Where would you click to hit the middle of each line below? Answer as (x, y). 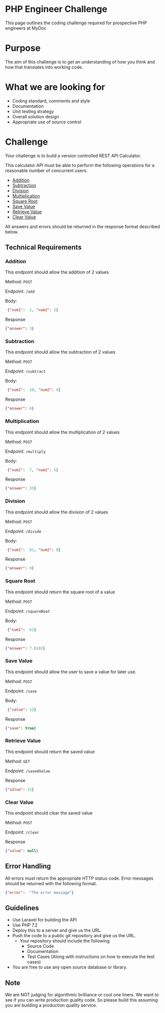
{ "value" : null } (22, 851)
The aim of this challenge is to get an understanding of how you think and (80, 62)
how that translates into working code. (44, 67)
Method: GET (18, 761)
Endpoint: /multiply (25, 451)
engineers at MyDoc (26, 28)
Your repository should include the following (64, 941)
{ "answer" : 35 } (21, 488)
